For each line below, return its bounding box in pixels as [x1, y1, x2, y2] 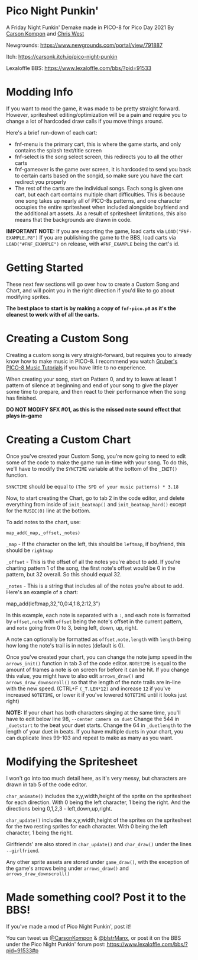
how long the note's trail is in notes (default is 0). [6, 642, 125, 649]
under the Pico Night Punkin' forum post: [6, 940, 106, 948]
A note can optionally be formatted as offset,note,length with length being [6, 636, 191, 643]
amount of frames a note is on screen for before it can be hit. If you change [6, 666, 190, 673]
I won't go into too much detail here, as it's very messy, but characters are [6, 774, 187, 782]
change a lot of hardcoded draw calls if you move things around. [6, 117, 164, 125]
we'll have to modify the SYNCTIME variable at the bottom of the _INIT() [6, 465, 178, 472]
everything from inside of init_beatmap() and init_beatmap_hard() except [6, 500, 186, 508]
